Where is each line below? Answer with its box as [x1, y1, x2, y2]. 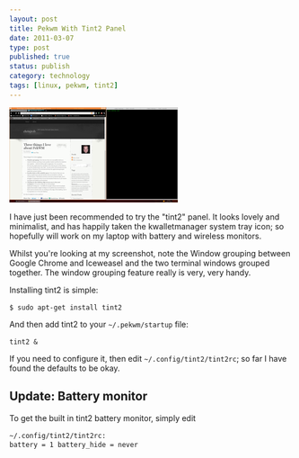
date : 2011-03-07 [9, 33, 75, 42]
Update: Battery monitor [9, 389, 148, 404]
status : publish [9, 62, 70, 71]
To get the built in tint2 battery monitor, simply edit [9, 412, 196, 423]
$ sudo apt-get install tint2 [9, 302, 123, 312]
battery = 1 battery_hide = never [9, 440, 139, 449]
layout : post [9, 14, 58, 23]
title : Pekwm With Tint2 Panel [9, 23, 127, 33]
